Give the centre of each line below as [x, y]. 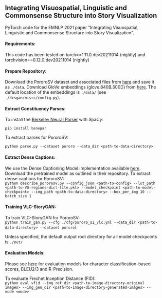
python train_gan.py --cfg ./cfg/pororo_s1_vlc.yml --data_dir [71, 222]
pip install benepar [26, 128]
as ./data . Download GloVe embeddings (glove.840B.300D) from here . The [81, 87]
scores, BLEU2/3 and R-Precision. [39, 269]
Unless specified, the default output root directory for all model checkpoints [81, 236]
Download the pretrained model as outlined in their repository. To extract [78, 173]
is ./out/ [14, 242]
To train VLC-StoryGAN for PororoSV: [43, 217]
